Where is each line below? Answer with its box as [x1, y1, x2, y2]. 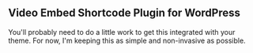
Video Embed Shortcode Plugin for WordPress [8, 6, 241, 20]
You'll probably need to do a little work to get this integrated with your [8, 27, 236, 36]
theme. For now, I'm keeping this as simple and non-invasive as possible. [8, 36, 247, 45]
